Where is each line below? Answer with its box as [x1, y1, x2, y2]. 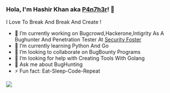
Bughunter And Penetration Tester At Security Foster [14, 36, 142, 43]
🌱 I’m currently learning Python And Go [14, 42, 109, 49]
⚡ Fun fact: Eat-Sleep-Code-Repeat [14, 67, 100, 75]
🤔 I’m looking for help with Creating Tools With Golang [14, 55, 145, 62]
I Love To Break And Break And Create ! [6, 19, 102, 26]
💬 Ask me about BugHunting [14, 61, 83, 68]
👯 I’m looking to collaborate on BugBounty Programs [14, 49, 141, 56]
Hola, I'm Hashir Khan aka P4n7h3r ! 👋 [6, 5, 115, 13]
